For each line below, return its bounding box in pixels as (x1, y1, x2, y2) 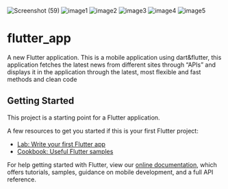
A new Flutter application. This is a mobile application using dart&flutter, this (7, 53, 222, 61)
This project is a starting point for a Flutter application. (7, 113, 160, 122)
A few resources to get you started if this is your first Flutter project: (7, 126, 199, 135)
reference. (7, 175, 36, 184)
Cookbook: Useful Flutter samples (16, 147, 114, 155)
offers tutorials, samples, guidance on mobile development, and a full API (7, 168, 214, 176)
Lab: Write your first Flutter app (16, 140, 106, 148)
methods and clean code (7, 75, 77, 83)
